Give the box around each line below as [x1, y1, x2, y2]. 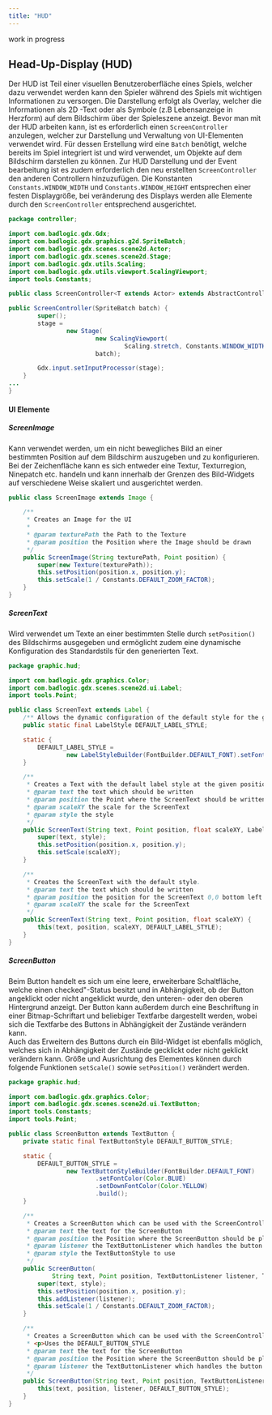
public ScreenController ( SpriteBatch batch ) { [8, 305, 168, 313]
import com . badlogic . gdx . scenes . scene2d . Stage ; [8, 252, 172, 260]
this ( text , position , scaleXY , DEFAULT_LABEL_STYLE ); [37, 923, 223, 932]
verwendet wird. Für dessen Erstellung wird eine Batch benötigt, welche [8, 139, 247, 149]
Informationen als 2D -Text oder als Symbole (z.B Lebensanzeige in [8, 105, 233, 114]
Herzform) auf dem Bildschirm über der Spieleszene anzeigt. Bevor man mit [8, 113, 261, 123]
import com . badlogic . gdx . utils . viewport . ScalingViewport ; [8, 267, 208, 276]
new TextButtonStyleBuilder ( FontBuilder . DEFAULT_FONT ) [66, 1167, 255, 1175]
